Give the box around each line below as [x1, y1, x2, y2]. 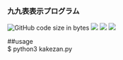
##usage [7, 37, 34, 46]
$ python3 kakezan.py [7, 44, 73, 54]
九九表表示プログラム [7, 6, 80, 16]
